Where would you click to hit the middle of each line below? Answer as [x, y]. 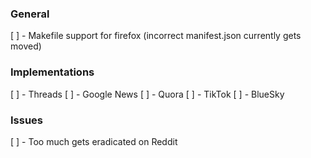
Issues [27, 120]
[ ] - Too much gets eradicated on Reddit [94, 141]
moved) [26, 46]
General [30, 14]
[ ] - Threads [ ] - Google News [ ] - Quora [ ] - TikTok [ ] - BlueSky [147, 94]
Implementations [52, 72]
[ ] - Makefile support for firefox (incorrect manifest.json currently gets [156, 36]
